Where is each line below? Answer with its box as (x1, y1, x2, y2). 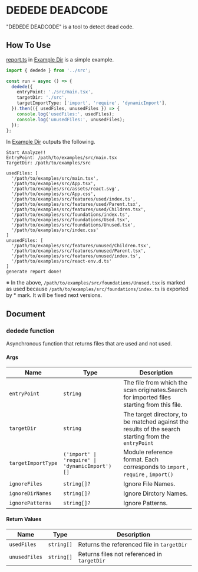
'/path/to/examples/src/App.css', (11, 191, 96, 197)
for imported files (123, 393, 171, 402)
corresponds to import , (123, 463, 189, 471)
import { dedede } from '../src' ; (6, 67, 91, 73)
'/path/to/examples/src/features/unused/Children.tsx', (11, 243, 151, 249)
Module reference (123, 448, 173, 456)
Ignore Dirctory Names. (123, 489, 188, 497)
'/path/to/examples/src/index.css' (11, 227, 99, 234)
